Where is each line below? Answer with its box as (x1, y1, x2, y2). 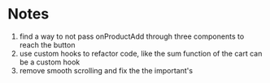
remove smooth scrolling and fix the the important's (19, 65, 193, 75)
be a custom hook (19, 57, 81, 67)
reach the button (19, 39, 76, 49)
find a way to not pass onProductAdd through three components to (19, 31, 245, 41)
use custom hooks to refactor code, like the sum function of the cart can (19, 48, 263, 58)
